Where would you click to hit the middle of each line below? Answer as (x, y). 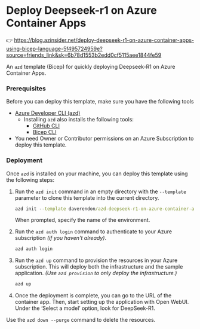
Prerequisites (26, 89)
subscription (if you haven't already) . (60, 238)
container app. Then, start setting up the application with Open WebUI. (102, 302)
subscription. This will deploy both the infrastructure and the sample (99, 267)
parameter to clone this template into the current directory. (87, 197)
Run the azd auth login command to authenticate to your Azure (93, 231)
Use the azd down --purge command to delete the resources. (81, 320)
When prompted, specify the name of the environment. (82, 220)
